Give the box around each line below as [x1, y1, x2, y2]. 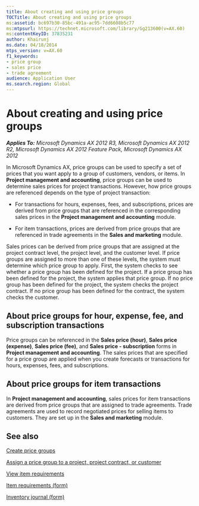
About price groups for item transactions [6, 379, 161, 389]
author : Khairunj [6, 36, 49, 42]
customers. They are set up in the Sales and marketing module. [6, 414, 164, 421]
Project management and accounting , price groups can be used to [6, 176, 172, 183]
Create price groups [6, 447, 55, 455]
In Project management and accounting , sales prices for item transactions [6, 395, 191, 402]
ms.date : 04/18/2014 [6, 42, 58, 48]
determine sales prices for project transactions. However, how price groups [6, 182, 192, 190]
